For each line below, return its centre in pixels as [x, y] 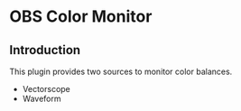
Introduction [45, 50]
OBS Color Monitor [81, 17]
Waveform [42, 98]
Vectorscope [46, 89]
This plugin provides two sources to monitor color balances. [121, 71]
